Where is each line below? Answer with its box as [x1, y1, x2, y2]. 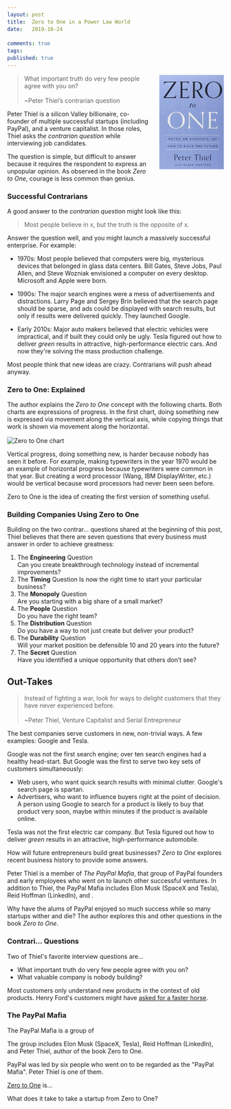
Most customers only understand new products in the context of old [7, 986, 200, 995]
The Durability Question [16, 634, 86, 642]
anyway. [7, 368, 31, 376]
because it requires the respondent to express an [7, 159, 146, 168]
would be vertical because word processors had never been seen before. [7, 479, 215, 488]
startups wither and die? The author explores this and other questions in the [7, 912, 222, 920]
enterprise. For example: [7, 241, 77, 249]
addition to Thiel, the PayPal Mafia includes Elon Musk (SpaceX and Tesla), [7, 884, 219, 892]
